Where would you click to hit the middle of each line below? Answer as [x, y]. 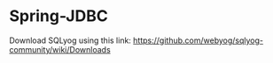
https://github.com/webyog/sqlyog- [198, 40]
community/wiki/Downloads [60, 49]
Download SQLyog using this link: [70, 40]
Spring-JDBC [58, 16]
